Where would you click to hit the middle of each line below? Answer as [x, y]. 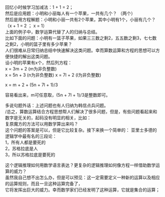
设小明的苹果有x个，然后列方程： [39, 63]
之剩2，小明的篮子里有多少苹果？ [39, 44]
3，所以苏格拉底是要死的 [30, 155]
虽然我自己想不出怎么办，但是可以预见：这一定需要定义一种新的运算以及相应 [82, 177]
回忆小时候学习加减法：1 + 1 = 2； [39, 7]
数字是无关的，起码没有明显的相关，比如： [48, 118]
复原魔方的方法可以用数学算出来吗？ [42, 124]
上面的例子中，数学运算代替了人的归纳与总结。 [52, 32]
